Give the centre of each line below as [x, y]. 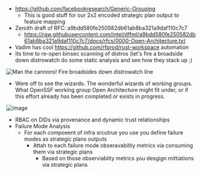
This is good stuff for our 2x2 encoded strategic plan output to [102, 15]
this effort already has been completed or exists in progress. [90, 96]
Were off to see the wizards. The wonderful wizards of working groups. [104, 83]
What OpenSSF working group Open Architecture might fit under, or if [102, 90]
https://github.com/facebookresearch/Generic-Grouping [85, 9]
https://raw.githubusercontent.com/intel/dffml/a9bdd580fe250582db [110, 34]
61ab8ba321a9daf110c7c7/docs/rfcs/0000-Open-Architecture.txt [105, 41]
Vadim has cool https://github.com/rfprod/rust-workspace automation [102, 47]
